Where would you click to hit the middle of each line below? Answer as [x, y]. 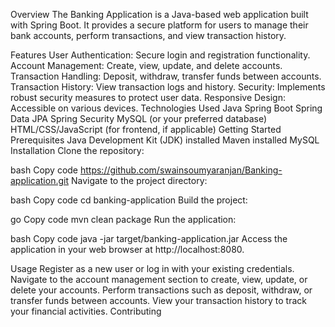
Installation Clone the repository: [77, 150]
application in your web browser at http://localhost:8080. [127, 249]
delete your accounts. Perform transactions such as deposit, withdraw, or [161, 290]
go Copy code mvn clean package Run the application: [123, 219]
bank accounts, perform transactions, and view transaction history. [148, 35]
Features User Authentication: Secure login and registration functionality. [160, 55]
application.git [40, 180]
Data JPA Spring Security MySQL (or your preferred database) [139, 118]
